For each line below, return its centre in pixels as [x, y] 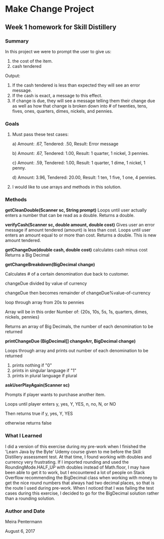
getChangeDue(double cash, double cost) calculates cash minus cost [76, 250]
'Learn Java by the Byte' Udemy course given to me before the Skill [73, 452]
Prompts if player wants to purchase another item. [55, 395]
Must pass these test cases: [40, 134]
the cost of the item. [32, 61]
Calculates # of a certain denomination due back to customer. [67, 274]
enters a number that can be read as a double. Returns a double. [70, 216]
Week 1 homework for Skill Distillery [61, 27]
